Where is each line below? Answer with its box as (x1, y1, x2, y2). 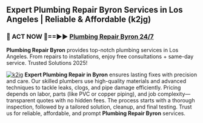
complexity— (157, 90, 191, 98)
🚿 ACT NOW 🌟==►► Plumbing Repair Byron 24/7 (6, 33, 155, 41)
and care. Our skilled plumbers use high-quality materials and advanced (6, 77, 187, 84)
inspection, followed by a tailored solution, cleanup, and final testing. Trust (6, 103, 192, 110)
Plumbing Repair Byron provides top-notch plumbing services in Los (6, 46, 179, 53)
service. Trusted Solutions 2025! (6, 59, 88, 66)
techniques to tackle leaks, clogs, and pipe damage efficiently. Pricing (6, 84, 181, 91)
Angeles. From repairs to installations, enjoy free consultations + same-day (6, 53, 194, 60)
